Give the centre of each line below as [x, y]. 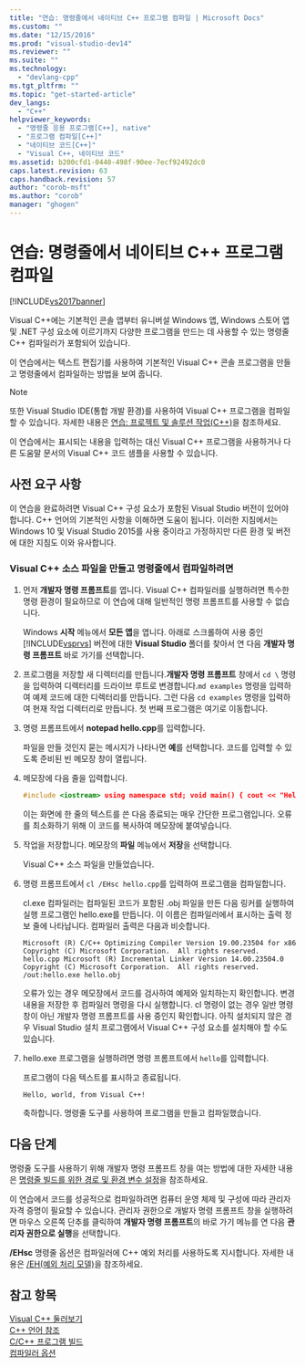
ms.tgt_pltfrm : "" [44, 86]
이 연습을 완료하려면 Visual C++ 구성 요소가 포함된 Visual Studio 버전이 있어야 [149, 508]
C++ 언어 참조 [35, 1330]
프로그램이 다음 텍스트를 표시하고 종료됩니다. [102, 1077]
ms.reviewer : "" [40, 52]
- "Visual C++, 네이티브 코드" [71, 153]
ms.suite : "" [34, 60]
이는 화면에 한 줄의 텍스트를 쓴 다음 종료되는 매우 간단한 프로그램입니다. [149, 814]
